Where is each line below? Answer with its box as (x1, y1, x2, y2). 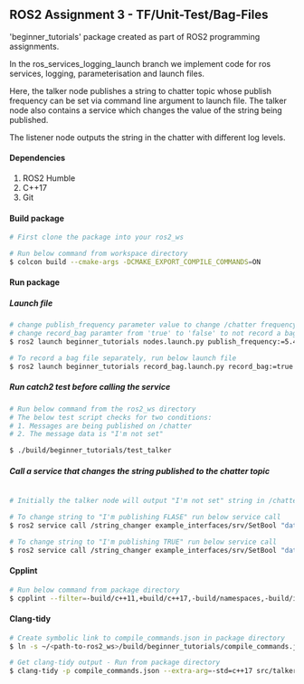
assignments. (9, 41, 60, 52)
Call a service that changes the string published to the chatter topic (9, 465, 270, 476)
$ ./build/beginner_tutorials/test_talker (9, 446, 172, 455)
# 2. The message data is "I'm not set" (9, 430, 165, 439)
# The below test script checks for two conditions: (9, 413, 213, 422)
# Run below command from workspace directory (9, 249, 188, 259)
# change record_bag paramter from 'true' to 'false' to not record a (9, 329, 281, 338)
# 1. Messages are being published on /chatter (9, 421, 193, 431)
